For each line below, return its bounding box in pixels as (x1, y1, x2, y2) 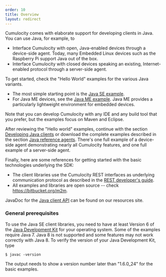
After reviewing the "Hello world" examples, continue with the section (5, 126, 148, 132)
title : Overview (5, 12, 39, 17)
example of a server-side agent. (5, 147, 71, 153)
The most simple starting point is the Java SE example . (12, 91, 125, 97)
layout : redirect (5, 16, 41, 21)
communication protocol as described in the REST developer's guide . (12, 177, 155, 183)
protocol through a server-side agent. (30, 66, 107, 72)
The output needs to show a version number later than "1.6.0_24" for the (5, 261, 153, 267)
